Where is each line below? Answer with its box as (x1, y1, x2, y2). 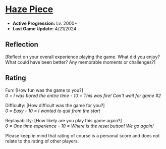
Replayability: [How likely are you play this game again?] (5, 117, 122, 123)
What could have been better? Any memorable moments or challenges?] (5, 59, 156, 65)
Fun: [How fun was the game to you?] (5, 87, 83, 93)
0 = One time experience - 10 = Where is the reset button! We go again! (5, 123, 154, 129)
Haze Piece (5, 4, 53, 15)
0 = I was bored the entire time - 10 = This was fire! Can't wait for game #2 (5, 92, 161, 98)
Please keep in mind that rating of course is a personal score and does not (5, 132, 160, 138)
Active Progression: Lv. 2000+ (12, 20, 78, 26)
